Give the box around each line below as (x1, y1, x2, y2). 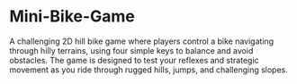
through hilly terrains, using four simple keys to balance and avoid (9, 45, 254, 55)
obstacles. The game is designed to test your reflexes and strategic (9, 55, 259, 65)
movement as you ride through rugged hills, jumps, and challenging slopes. (9, 64, 288, 75)
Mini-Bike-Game (9, 6, 135, 27)
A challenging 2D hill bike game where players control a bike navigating (9, 36, 274, 46)
